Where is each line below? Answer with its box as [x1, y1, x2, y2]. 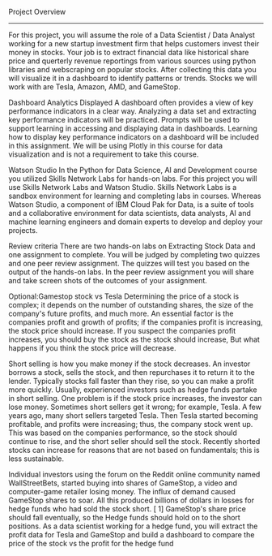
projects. [8, 226, 38, 235]
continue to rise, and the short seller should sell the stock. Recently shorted [8, 437, 261, 446]
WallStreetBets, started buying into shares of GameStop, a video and [8, 478, 237, 488]
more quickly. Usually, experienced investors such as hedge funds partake [8, 385, 257, 394]
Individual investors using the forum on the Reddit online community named [8, 470, 261, 479]
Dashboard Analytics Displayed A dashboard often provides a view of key [8, 97, 253, 107]
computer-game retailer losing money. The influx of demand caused [8, 487, 236, 496]
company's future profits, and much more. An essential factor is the [8, 308, 234, 318]
